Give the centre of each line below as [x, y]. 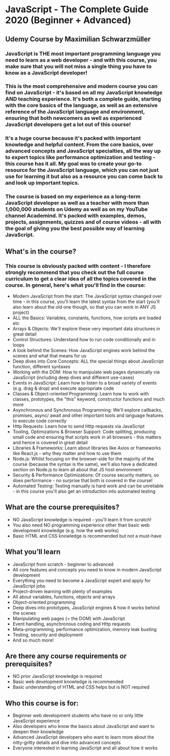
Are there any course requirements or [66, 656]
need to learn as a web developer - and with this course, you [81, 60]
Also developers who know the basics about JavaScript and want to [83, 726]
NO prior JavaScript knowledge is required [57, 676]
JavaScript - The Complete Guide [77, 9]
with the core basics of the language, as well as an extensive [81, 106]
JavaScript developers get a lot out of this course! [68, 124]
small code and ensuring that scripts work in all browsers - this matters [87, 437]
